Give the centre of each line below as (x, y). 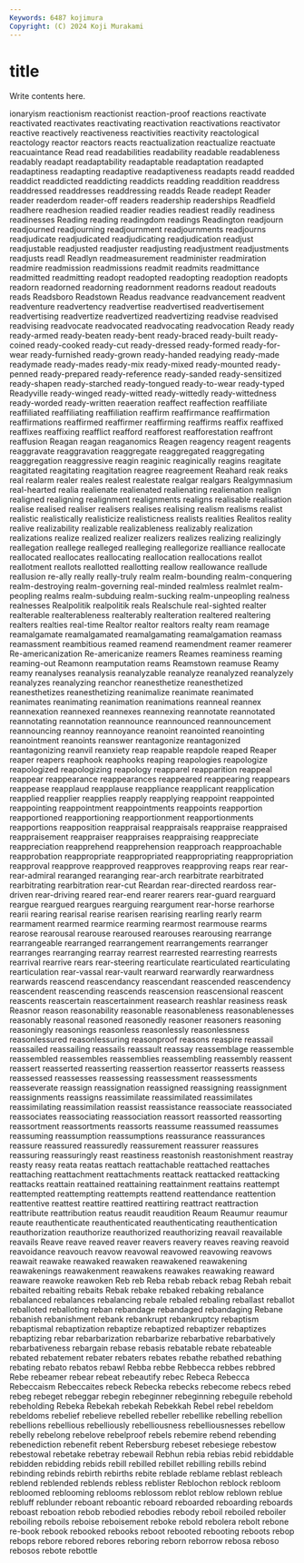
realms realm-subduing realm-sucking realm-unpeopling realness (167, 596)
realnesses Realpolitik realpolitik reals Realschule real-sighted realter (138, 605)
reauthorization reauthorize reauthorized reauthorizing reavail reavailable (146, 1233)
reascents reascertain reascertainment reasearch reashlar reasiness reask (148, 1001)
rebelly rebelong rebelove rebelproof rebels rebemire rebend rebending (143, 1435)
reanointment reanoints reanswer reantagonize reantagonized (125, 741)
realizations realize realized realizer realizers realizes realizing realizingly (145, 538)
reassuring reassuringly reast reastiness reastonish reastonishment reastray (152, 1155)
